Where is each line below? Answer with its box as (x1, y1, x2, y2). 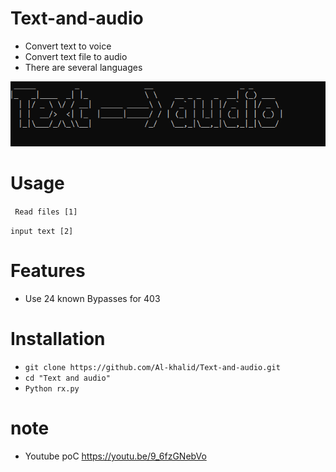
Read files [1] (14, 207, 78, 217)
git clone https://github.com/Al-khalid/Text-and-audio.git (24, 363, 281, 373)
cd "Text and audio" (24, 373, 111, 384)
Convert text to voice (24, 40, 112, 52)
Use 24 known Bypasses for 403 (24, 293, 161, 305)
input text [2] (10, 227, 74, 237)
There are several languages (24, 61, 143, 73)
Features (10, 260, 86, 282)
